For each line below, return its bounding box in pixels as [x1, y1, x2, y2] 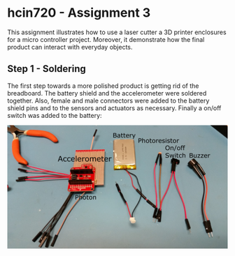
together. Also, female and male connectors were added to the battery [7, 96, 210, 105]
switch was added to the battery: [7, 111, 103, 119]
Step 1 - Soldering [7, 63, 86, 75]
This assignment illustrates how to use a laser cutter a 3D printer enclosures [7, 28, 227, 36]
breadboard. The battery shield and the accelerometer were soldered [7, 89, 207, 97]
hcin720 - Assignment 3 [7, 5, 151, 21]
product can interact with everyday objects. [7, 43, 133, 51]
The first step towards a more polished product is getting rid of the [7, 82, 199, 90]
